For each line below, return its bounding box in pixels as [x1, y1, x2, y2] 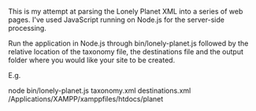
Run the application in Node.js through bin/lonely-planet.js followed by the [8, 39, 249, 48]
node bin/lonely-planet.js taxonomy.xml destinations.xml [8, 86, 191, 95]
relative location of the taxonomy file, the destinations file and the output [8, 47, 244, 56]
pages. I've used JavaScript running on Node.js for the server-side [8, 15, 224, 24]
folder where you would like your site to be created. [8, 55, 176, 65]
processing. [8, 24, 47, 32]
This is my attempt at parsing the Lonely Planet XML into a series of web [8, 7, 243, 16]
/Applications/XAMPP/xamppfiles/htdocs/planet [8, 94, 164, 103]
